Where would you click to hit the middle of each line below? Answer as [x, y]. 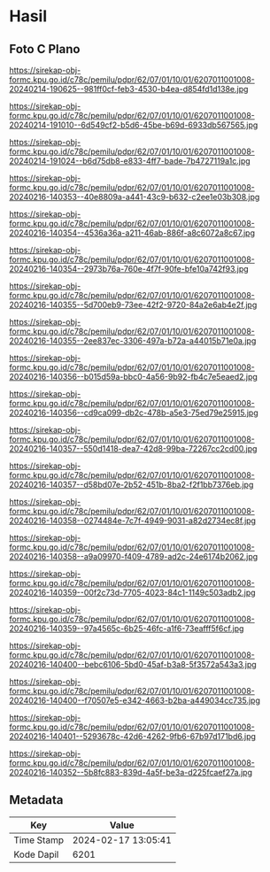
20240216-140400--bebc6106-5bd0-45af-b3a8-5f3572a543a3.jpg [133, 664]
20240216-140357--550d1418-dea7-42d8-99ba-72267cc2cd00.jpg [133, 448]
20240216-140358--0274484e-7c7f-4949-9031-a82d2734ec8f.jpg [133, 521]
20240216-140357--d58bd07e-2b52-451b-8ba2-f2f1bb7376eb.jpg [131, 485]
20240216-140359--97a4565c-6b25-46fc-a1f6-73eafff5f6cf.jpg [127, 629]
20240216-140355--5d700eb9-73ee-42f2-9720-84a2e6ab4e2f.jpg [133, 305]
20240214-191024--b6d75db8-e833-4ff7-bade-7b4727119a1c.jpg [130, 161]
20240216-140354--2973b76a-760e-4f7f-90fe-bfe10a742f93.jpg [129, 269]
